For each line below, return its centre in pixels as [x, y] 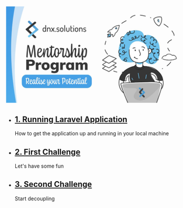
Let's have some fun [39, 166]
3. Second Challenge [53, 184]
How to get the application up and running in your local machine [92, 134]
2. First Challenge [47, 152]
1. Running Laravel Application [71, 119]
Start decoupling [34, 198]
